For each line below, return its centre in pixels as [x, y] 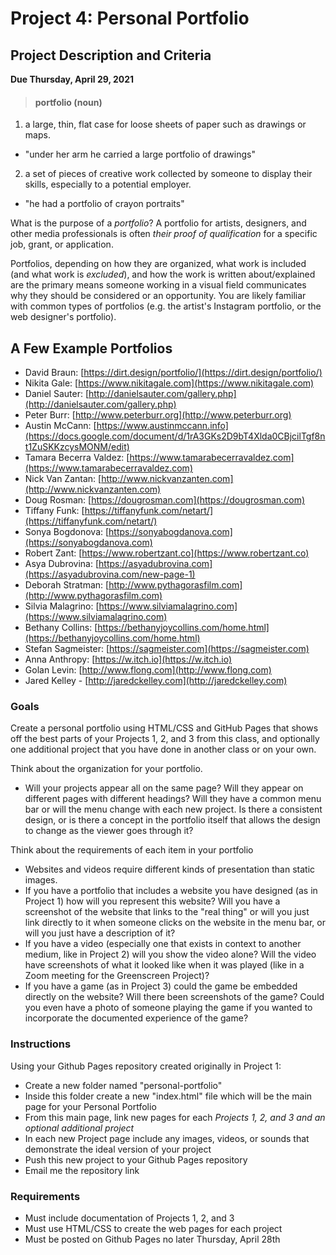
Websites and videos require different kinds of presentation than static [170, 869]
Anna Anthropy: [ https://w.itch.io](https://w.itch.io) [128, 659]
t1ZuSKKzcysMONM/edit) [77, 447]
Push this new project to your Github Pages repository [136, 1159]
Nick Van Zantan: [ [63, 479]
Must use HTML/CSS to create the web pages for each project [153, 1228]
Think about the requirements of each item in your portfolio [132, 850]
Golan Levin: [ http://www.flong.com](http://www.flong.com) [148, 670]
